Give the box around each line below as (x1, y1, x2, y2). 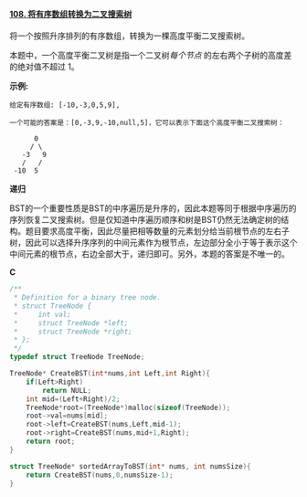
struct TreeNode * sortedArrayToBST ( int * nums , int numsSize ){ (9, 461, 251, 471)
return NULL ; (42, 386, 92, 395)
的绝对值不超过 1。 (9, 61, 79, 72)
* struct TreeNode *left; (13, 318, 129, 328)
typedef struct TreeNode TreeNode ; (9, 353, 145, 362)
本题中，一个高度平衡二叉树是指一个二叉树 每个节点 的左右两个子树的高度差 (9, 50, 292, 61)
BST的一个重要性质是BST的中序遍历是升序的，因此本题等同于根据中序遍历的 (9, 203, 297, 214)
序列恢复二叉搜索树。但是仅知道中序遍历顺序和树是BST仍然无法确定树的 (9, 215, 281, 226)
